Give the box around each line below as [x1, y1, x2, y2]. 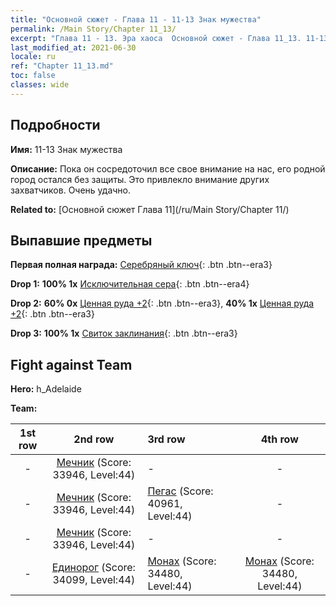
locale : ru [10, 52, 56, 62]
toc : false [10, 71, 56, 81]
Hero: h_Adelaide [10, 383, 82, 395]
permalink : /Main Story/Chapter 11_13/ [10, 24, 177, 34]
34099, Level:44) [52, 573, 136, 587]
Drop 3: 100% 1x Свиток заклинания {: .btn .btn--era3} [10, 327, 238, 340]
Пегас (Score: [147, 484, 214, 498]
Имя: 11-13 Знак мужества [10, 143, 123, 155]
